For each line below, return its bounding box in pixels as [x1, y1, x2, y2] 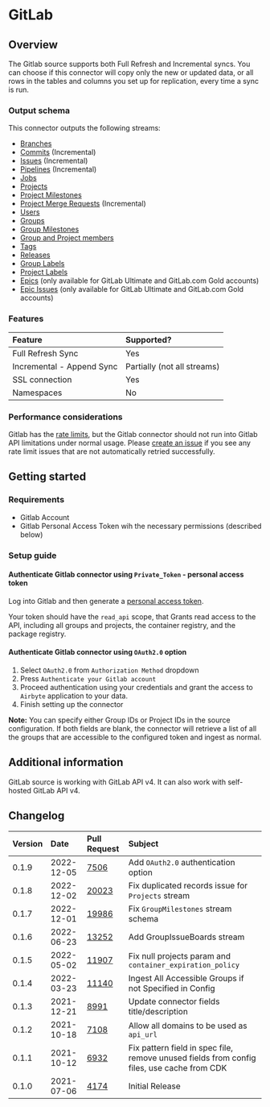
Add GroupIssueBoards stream [128, 931, 245, 943]
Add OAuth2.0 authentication [128, 856, 235, 868]
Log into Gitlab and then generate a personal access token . [8, 596, 204, 606]
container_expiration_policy [128, 960, 240, 969]
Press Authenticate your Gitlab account [19, 673, 157, 683]
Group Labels [19, 259, 65, 268]
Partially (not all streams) [125, 360, 220, 372]
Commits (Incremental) [19, 148, 96, 157]
